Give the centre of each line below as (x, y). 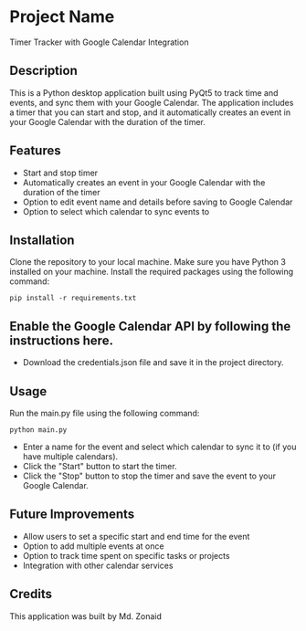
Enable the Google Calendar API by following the (150, 326)
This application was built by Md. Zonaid (85, 616)
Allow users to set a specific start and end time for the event (136, 536)
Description (43, 71)
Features (35, 151)
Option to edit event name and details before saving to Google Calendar (158, 202)
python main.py (38, 430)
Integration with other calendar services (98, 565)
